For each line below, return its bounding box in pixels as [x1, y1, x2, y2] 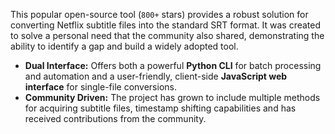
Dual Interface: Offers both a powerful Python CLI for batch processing [24, 60, 322, 71]
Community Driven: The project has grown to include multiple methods [24, 92, 321, 103]
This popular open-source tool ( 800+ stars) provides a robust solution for [10, 9, 309, 20]
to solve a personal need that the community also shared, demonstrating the [10, 30, 325, 41]
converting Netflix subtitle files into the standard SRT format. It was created [10, 19, 322, 31]
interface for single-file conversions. [24, 81, 177, 93]
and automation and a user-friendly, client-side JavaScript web [24, 70, 288, 82]
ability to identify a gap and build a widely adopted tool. [10, 40, 239, 52]
